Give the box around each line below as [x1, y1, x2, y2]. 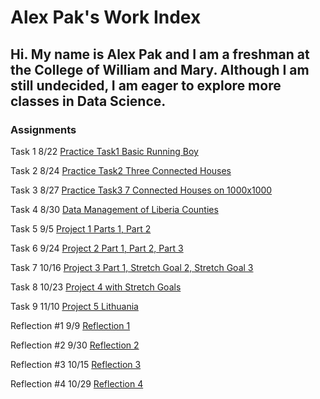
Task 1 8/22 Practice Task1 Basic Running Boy [10, 145, 199, 157]
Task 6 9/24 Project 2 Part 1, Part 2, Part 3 [10, 242, 184, 254]
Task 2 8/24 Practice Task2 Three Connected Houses [10, 164, 232, 176]
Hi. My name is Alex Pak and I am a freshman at [10, 46, 310, 63]
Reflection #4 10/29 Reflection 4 [10, 377, 144, 390]
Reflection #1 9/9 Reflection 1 [10, 319, 131, 331]
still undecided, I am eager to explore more [10, 77, 282, 94]
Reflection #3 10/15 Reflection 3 [10, 358, 142, 370]
